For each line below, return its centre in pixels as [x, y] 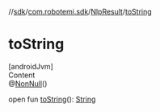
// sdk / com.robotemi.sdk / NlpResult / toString [80, 12]
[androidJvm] [31, 66]
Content [22, 75]
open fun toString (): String [52, 99]
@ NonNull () [28, 83]
